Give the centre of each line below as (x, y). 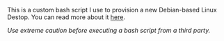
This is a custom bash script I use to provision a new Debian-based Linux (112, 10)
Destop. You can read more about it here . (66, 17)
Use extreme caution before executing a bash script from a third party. (109, 30)
